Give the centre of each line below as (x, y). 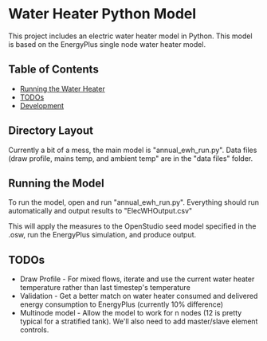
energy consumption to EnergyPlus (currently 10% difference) (122, 304)
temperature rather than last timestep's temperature (105, 288)
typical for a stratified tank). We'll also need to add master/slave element (139, 321)
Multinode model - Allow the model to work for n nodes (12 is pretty (131, 313)
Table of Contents (54, 70)
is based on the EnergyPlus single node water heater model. (107, 44)
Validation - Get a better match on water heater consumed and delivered (139, 296)
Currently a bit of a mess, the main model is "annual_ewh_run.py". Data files (133, 150)
